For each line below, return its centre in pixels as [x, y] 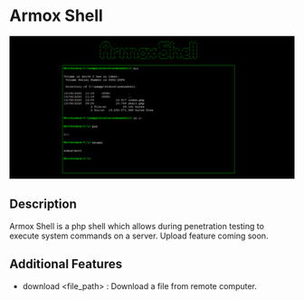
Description [43, 204]
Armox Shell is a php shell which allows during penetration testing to [137, 226]
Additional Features [66, 264]
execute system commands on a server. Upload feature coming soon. [139, 236]
